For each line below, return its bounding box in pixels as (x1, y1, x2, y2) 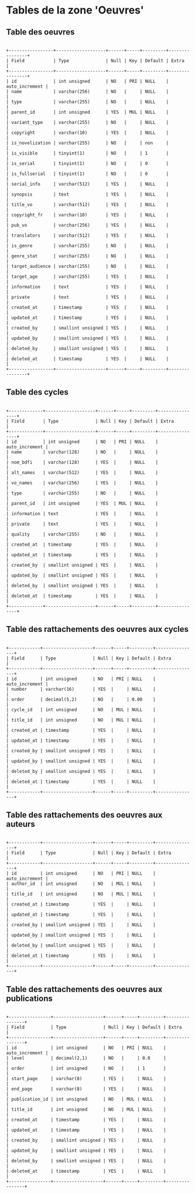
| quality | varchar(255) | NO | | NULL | (6, 531, 159, 537)
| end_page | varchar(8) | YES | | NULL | (6, 1086, 166, 1092)
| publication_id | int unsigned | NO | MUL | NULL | (6, 1097, 166, 1102)
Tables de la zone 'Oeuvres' (6, 4, 145, 17)
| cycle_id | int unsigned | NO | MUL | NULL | (6, 707, 156, 712)
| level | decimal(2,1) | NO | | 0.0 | (6, 1055, 166, 1061)
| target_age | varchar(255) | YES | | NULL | (6, 274, 169, 280)
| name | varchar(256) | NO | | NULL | (6, 89, 169, 95)
